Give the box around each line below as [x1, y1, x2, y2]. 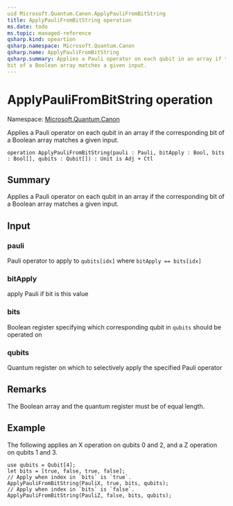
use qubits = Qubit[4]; [7, 462, 76, 468]
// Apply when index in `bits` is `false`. [7, 486, 135, 493]
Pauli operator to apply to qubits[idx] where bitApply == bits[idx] [7, 256, 202, 265]
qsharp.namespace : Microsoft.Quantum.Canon [7, 42, 135, 49]
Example [7, 422, 46, 434]
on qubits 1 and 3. [7, 448, 58, 456]
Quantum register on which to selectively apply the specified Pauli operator [7, 363, 223, 372]
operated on [7, 330, 43, 338]
